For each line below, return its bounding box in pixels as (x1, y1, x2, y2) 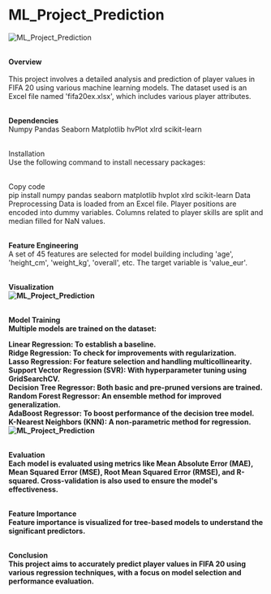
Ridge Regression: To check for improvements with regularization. (8, 347, 237, 358)
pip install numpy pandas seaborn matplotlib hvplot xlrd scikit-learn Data (8, 190, 252, 200)
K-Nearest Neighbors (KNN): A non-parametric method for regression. (8, 416, 252, 427)
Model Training (8, 315, 61, 325)
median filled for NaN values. (8, 216, 105, 226)
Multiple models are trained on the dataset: (8, 323, 157, 334)
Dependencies (8, 115, 59, 125)
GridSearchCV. (8, 373, 61, 383)
